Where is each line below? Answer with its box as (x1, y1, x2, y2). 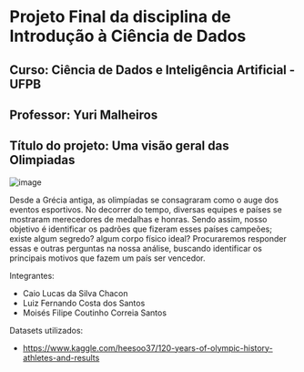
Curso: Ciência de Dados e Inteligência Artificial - (9, 62, 296, 77)
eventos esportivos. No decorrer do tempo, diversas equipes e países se (9, 203, 282, 215)
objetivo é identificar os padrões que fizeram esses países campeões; (9, 223, 273, 234)
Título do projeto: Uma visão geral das (9, 139, 229, 154)
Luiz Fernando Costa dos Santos (22, 297, 146, 308)
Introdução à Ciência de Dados (9, 26, 247, 46)
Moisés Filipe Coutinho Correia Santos (22, 307, 167, 318)
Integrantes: (9, 270, 55, 281)
